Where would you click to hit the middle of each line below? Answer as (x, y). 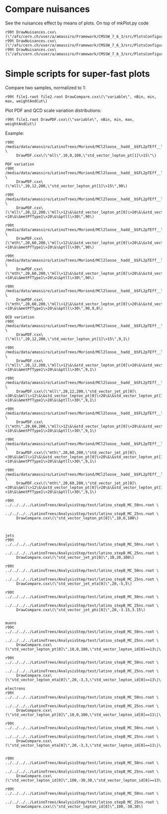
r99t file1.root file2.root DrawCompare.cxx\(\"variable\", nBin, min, (81, 97)
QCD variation (20, 317)
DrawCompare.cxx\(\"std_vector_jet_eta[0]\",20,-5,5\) (74, 584)
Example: (15, 133)
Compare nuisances (48, 9)
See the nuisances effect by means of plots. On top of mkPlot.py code (77, 23)
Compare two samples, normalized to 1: (45, 87)
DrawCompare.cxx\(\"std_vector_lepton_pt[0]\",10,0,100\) (78, 518)
